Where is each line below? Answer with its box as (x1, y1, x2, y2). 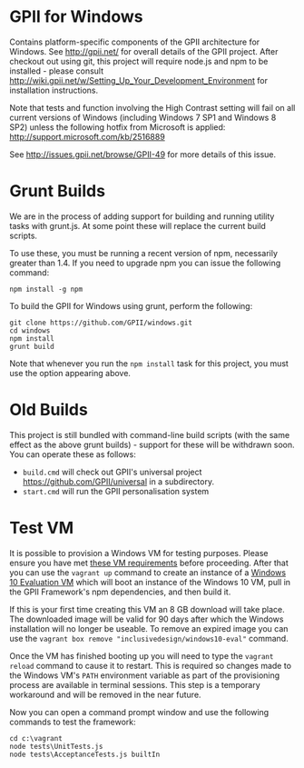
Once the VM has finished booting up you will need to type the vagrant (9, 650, 274, 661)
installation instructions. (9, 85, 99, 95)
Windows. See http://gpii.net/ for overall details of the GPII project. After (9, 45, 279, 56)
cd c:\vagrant (9, 733, 64, 743)
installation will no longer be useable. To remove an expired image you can (9, 623, 289, 633)
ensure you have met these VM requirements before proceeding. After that (9, 557, 289, 568)
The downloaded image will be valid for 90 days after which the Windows (9, 613, 284, 624)
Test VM (9, 518, 74, 538)
